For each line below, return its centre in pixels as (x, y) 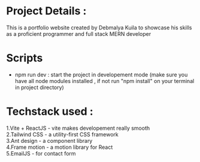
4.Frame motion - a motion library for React (60, 147)
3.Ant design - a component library (49, 140)
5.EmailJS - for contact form (41, 153)
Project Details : (46, 11)
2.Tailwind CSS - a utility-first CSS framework (62, 134)
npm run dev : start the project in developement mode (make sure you (101, 74)
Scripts (25, 58)
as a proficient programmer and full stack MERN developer (79, 33)
